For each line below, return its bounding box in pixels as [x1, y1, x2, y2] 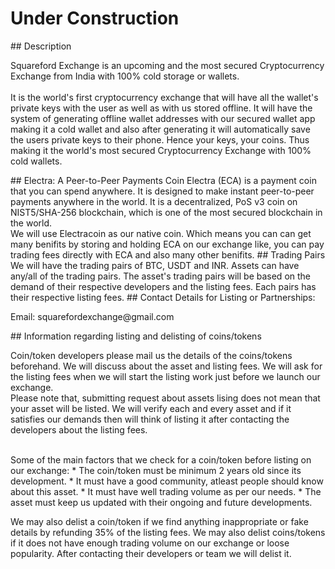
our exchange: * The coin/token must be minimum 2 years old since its [10, 464, 302, 476]
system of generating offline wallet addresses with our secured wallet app [10, 112, 316, 124]
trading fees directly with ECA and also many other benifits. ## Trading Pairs [10, 248, 326, 261]
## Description [10, 40, 72, 52]
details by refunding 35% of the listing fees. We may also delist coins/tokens [10, 526, 326, 538]
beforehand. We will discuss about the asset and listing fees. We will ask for [10, 360, 323, 372]
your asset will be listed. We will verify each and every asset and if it [10, 402, 292, 414]
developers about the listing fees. [10, 423, 148, 436]
